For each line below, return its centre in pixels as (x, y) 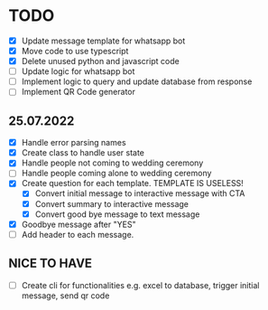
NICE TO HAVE (50, 263)
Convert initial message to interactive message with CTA (140, 193)
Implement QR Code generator (79, 92)
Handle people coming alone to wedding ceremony (116, 174)
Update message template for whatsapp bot (103, 41)
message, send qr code (65, 296)
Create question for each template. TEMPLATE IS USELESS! (133, 183)
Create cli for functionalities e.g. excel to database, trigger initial (140, 285)
